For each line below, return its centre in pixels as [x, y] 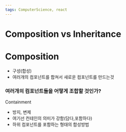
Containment [18, 102]
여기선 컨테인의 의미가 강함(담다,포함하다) [52, 118]
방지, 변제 [21, 112]
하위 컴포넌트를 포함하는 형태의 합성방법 [51, 125]
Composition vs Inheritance [63, 34]
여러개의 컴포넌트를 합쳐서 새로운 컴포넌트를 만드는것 [63, 77]
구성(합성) [22, 71]
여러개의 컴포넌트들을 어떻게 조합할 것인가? [53, 91]
